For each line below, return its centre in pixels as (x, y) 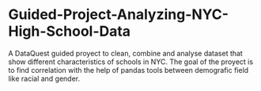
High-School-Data (70, 31)
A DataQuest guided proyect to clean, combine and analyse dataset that (125, 53)
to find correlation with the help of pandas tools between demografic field (129, 70)
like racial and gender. (44, 78)
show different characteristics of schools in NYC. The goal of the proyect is (131, 62)
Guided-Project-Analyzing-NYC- (119, 15)
